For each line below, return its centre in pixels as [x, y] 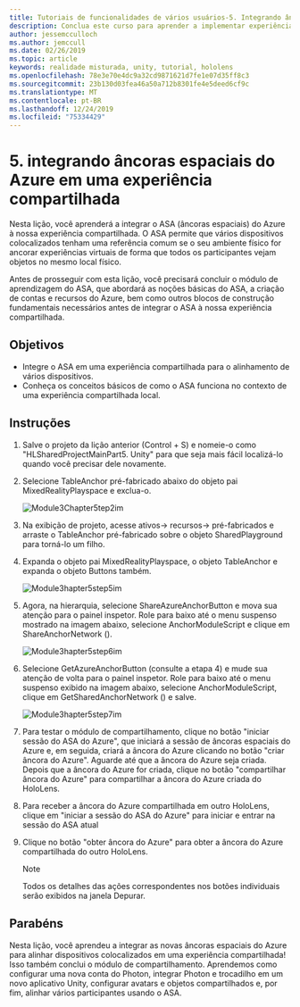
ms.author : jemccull [48, 42]
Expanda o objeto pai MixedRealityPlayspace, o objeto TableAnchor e [150, 561]
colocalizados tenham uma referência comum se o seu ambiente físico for [146, 243]
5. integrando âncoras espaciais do [142, 161]
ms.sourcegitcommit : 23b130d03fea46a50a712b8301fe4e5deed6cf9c [129, 84]
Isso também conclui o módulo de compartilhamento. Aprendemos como [143, 964]
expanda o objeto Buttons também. [87, 570]
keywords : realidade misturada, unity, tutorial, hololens [121, 68]
